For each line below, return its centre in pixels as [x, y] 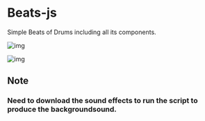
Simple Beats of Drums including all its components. [82, 32]
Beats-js [32, 13]
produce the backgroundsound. [62, 109]
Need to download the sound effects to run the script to [102, 101]
